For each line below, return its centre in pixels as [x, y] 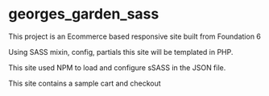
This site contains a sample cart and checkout [85, 83]
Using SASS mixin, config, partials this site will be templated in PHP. [121, 52]
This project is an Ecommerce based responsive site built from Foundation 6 [135, 36]
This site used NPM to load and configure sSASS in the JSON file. [117, 67]
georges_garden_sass [84, 14]
